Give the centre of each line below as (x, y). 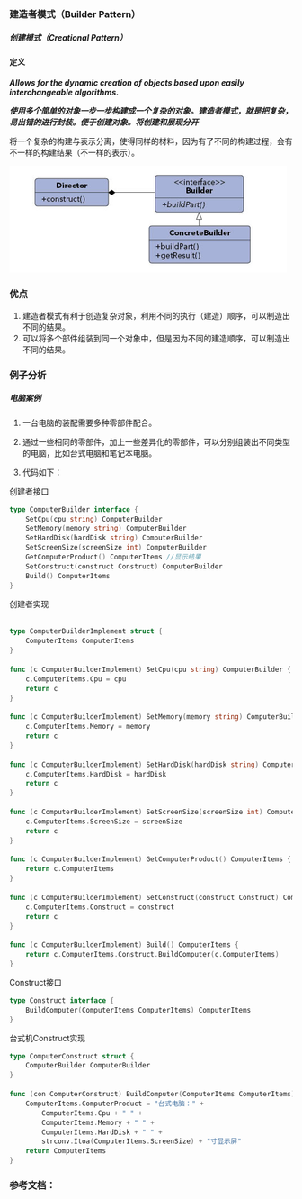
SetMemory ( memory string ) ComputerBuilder (106, 529)
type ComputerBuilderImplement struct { (86, 631)
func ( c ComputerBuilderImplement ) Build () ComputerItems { (124, 945)
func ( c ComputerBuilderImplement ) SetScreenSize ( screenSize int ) (136, 813)
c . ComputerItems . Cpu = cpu (76, 679)
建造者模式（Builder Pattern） (75, 14)
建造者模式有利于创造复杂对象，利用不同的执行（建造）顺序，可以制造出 (156, 315)
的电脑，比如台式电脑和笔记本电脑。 (89, 453)
